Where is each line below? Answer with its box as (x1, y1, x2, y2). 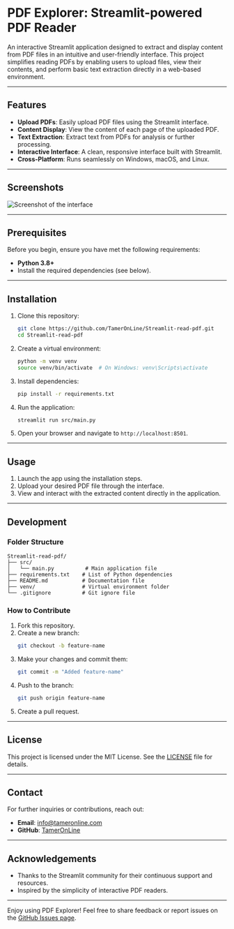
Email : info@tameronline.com (17, 819, 102, 827)
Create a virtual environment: (17, 344, 101, 352)
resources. (17, 879, 49, 887)
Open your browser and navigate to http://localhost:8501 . (17, 429, 188, 438)
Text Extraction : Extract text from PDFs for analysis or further (17, 133, 195, 141)
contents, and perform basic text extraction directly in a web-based (7, 65, 201, 73)
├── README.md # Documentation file (7, 577, 145, 584)
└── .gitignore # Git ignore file (7, 589, 136, 596)
